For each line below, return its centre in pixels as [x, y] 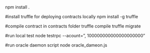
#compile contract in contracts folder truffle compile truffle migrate [73, 26]
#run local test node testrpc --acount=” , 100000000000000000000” [75, 36]
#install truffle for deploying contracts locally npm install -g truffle [72, 16]
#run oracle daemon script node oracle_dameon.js [56, 45]
